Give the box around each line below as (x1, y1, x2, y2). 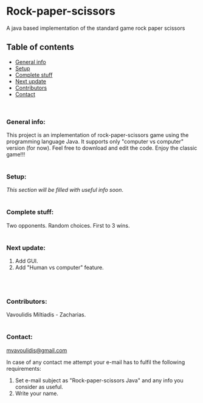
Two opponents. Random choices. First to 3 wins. (6, 222, 130, 229)
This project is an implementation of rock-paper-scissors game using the (6, 131, 189, 139)
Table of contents (6, 42, 74, 52)
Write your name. (15, 390, 59, 397)
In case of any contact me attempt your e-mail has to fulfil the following (6, 358, 185, 366)
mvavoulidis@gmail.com (6, 346, 67, 354)
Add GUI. (15, 257, 38, 264)
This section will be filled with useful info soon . (6, 186, 123, 194)
